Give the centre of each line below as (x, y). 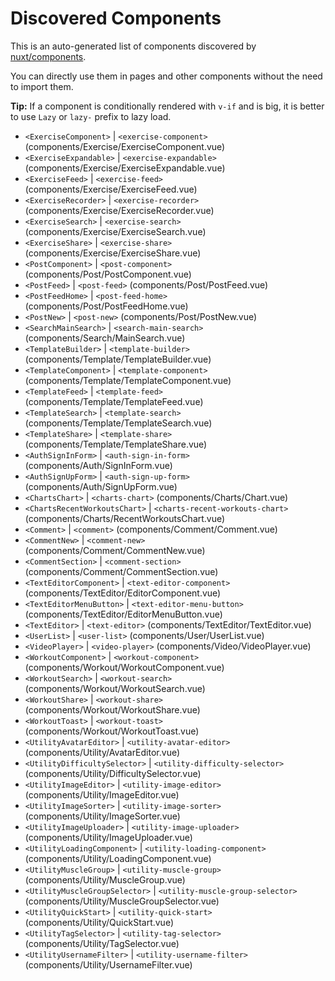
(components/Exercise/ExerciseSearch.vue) (115, 231)
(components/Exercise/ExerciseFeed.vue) (111, 189)
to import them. (42, 86)
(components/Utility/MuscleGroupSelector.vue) (122, 901)
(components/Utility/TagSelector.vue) (102, 943)
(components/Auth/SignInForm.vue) (98, 465)
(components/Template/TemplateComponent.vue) (128, 380)
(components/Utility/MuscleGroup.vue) (105, 879)
